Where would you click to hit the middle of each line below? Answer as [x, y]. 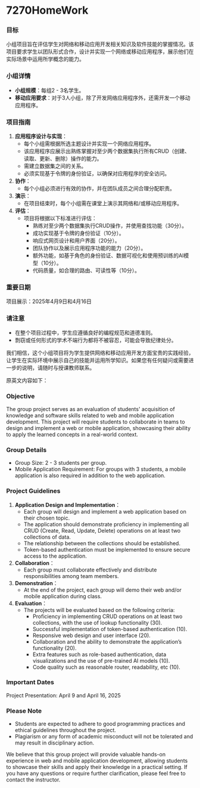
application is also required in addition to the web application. [90, 475]
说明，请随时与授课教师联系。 [58, 367]
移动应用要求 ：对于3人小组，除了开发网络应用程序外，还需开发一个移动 [102, 98]
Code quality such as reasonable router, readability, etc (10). [106, 667]
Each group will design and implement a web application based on [105, 511]
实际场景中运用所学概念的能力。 [45, 59]
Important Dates [30, 682]
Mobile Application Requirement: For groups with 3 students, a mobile [100, 469]
